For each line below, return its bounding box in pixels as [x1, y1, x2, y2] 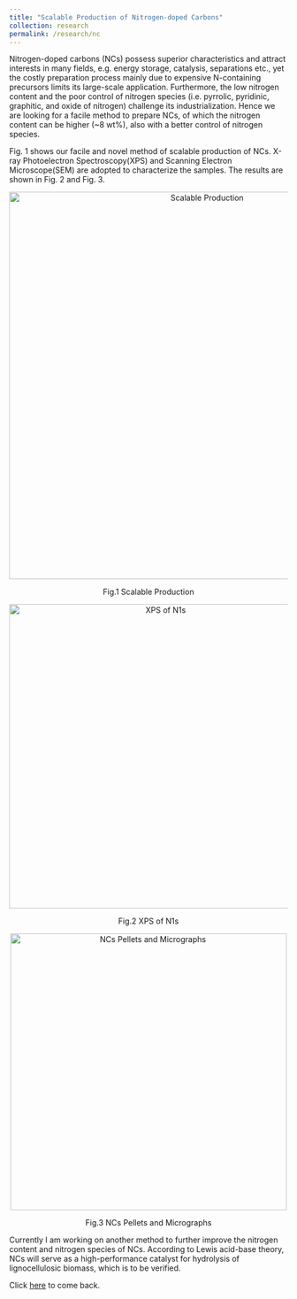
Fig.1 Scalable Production [103, 586, 194, 598]
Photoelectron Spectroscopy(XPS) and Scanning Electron [22, 156, 232, 166]
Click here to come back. [9, 1280, 101, 1291]
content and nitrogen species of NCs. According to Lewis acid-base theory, [9, 1244, 285, 1255]
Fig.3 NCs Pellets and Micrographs [85, 1218, 212, 1228]
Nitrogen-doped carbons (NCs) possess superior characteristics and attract [9, 54, 286, 65]
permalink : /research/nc [9, 29, 101, 38]
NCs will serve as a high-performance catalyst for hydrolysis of [9, 1254, 240, 1264]
